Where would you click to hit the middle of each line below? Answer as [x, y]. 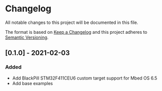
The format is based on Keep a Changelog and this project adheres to [76, 32]
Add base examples [32, 83]
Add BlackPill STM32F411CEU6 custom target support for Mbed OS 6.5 [85, 78]
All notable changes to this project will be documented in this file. [72, 22]
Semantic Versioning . [27, 37]
